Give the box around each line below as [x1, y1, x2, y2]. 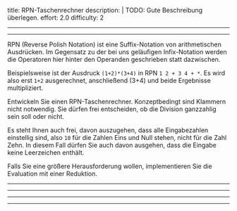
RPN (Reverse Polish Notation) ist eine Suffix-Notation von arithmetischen [7, 40, 222, 49]
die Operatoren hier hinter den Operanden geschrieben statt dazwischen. [7, 56, 221, 63]
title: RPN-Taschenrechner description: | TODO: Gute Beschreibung [7, 6, 203, 14]
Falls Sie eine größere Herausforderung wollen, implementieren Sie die [7, 162, 213, 170]
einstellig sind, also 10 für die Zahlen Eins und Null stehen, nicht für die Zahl [7, 134, 227, 141]
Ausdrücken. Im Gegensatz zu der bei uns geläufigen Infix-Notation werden [7, 48, 227, 56]
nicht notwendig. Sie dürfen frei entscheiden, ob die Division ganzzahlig [7, 105, 217, 113]
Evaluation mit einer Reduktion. [7, 170, 97, 178]
